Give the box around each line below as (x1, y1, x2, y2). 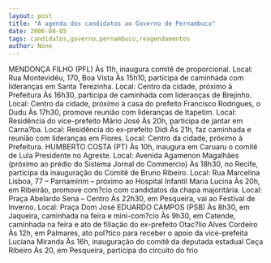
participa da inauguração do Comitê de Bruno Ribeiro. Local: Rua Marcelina (8, 168, 260, 178)
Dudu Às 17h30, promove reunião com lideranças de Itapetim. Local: (8, 107, 237, 118)
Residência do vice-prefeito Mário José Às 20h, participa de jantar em (8, 116, 243, 126)
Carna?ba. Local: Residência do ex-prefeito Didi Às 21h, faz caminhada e (8, 125, 252, 135)
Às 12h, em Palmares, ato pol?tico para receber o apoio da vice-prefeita (8, 228, 248, 238)
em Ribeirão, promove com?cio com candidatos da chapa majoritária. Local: (8, 185, 263, 195)
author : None (8, 42, 53, 50)
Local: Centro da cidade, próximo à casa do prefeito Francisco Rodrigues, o (8, 99, 261, 109)
